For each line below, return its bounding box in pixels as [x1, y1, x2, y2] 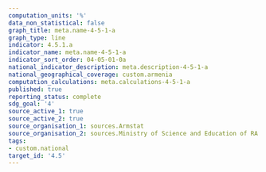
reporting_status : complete [8, 93, 102, 101]
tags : [8, 136, 26, 145]
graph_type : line [8, 33, 66, 42]
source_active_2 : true [8, 115, 84, 123]
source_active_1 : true [8, 108, 84, 116]
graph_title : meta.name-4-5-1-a [8, 26, 115, 34]
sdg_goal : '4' [8, 100, 56, 108]
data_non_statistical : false [8, 19, 105, 27]
